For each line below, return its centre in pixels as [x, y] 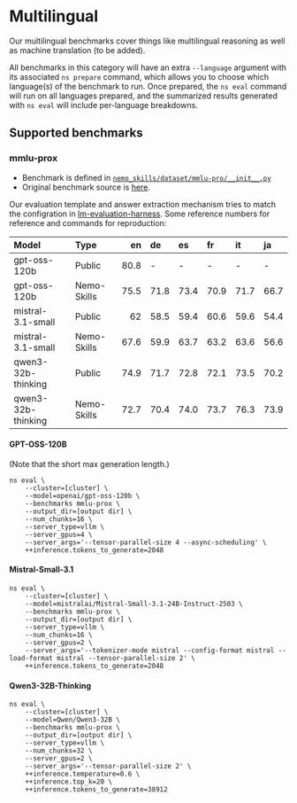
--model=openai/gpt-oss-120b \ [83, 495]
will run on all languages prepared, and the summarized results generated [144, 96]
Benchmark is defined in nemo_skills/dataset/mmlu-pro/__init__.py [146, 177]
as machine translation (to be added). [77, 50]
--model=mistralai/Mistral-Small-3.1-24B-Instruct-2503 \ [134, 604]
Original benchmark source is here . [86, 187]
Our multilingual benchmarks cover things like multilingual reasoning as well [147, 41]
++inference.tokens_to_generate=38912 [96, 790]
